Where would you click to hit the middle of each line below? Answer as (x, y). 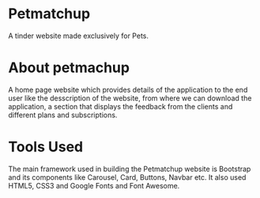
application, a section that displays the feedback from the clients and (121, 106)
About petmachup (69, 68)
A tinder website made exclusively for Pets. (78, 36)
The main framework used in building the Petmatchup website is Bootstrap (130, 169)
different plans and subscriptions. (63, 115)
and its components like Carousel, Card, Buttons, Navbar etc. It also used (127, 177)
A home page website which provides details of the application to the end (128, 89)
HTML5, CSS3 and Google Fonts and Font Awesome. (94, 185)
